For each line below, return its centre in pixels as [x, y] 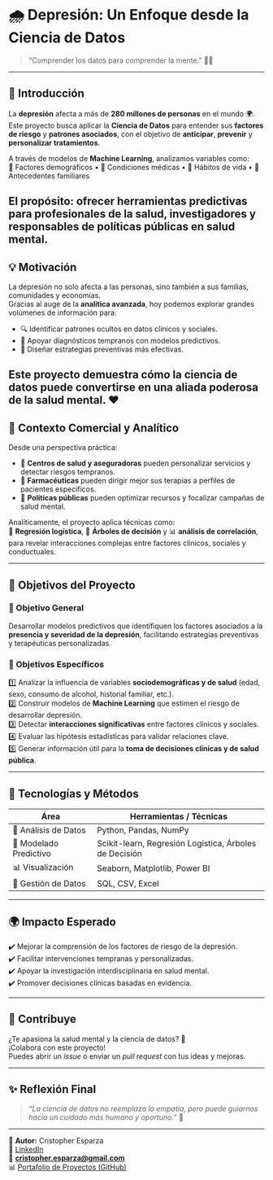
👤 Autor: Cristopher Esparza [56, 1141]
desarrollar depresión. [45, 715]
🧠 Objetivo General [46, 608]
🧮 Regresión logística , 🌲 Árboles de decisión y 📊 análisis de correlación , [133, 531]
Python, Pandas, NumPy [143, 830]
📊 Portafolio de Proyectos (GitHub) [68, 1167]
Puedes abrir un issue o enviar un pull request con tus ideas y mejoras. [127, 1056]
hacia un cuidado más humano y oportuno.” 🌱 [106, 1117]
